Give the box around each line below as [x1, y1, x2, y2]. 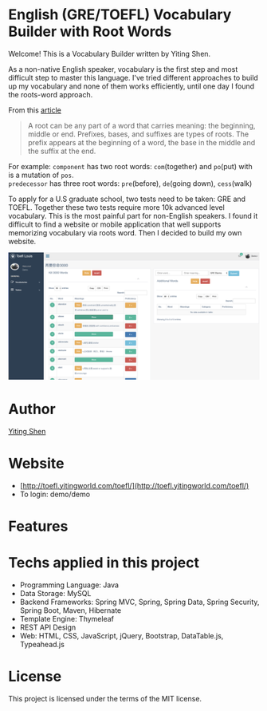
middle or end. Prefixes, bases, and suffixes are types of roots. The [27, 129, 249, 139]
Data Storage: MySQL [19, 588, 92, 598]
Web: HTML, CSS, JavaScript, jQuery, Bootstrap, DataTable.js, [19, 630, 224, 640]
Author [8, 401, 56, 418]
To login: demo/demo [19, 489, 90, 499]
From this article [8, 105, 61, 115]
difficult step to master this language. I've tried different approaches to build [8, 73, 259, 82]
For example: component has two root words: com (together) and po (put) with [8, 161, 253, 171]
